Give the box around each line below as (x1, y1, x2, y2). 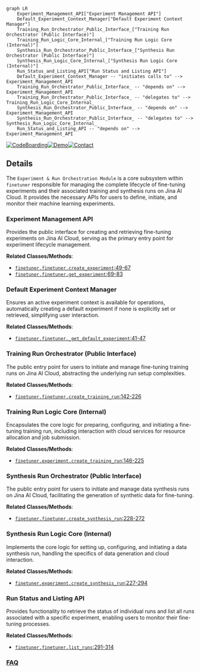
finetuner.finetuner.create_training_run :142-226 (14, 393, 142, 400)
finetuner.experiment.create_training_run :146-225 (14, 457, 144, 464)
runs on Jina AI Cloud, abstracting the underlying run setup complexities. (6, 369, 186, 377)
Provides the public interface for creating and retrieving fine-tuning (6, 229, 171, 236)
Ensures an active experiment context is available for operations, (6, 299, 165, 306)
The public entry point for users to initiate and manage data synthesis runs (6, 485, 190, 492)
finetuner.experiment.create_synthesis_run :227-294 (14, 579, 148, 586)
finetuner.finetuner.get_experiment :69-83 (14, 270, 124, 278)
